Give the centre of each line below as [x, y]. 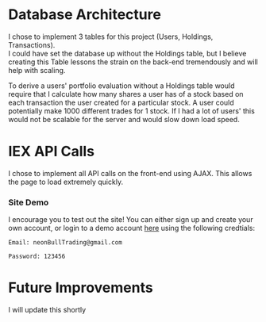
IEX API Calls [52, 151]
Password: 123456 [37, 257]
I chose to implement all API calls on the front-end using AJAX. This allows [130, 173]
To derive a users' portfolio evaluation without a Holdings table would [121, 86]
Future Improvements [81, 288]
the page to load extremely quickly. [66, 182]
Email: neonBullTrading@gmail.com [66, 243]
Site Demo [29, 202]
